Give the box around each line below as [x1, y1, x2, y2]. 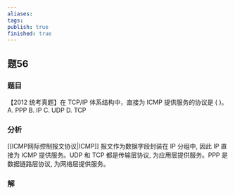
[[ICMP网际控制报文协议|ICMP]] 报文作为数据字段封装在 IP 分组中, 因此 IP [7, 142, 220, 151]
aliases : [7, 10, 33, 18]
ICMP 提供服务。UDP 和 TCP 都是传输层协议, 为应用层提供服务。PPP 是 [20, 151, 229, 159]
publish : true [7, 23, 49, 30]
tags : [7, 17, 23, 24]
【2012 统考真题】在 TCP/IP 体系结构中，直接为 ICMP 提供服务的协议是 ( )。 [7, 98, 228, 106]
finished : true [7, 30, 52, 37]
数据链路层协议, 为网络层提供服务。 [7, 160, 110, 168]
